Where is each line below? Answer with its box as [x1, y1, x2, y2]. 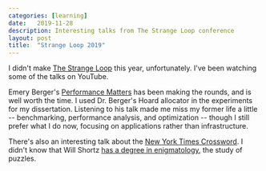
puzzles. [8, 153, 37, 164]
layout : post [8, 34, 52, 42]
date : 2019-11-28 [8, 19, 74, 27]
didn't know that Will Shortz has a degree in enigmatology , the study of [8, 145, 243, 155]
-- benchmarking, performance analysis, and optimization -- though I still [8, 113, 250, 122]
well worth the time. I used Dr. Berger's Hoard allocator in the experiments [8, 96, 253, 105]
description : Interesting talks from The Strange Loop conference [8, 26, 235, 34]
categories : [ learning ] [8, 11, 88, 20]
